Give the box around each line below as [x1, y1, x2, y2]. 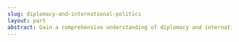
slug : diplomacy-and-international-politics [7, 10, 142, 18]
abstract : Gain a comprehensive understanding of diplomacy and [7, 23, 202, 31]
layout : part [7, 17, 46, 24]
